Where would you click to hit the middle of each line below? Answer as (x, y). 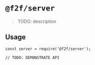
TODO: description (37, 21)
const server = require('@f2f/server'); (48, 49)
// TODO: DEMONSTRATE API (32, 57)
